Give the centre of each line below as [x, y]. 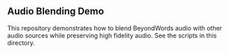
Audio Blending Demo [56, 11]
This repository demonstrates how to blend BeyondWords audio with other [115, 28]
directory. [21, 43]
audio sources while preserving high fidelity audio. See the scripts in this [112, 35]
